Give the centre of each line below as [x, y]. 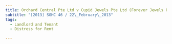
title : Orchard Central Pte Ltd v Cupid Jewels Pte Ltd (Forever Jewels [84, 10]
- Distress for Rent [32, 29]
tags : [11, 19]
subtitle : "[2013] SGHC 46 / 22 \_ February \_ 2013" [59, 15]
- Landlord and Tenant [34, 24]
